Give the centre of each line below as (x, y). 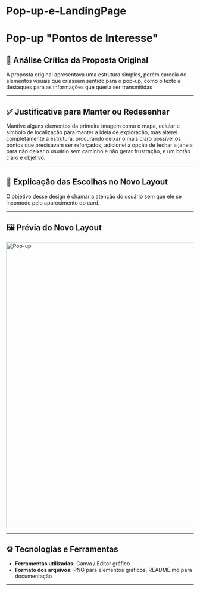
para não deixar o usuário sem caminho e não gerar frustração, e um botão (98, 151)
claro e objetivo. (26, 157)
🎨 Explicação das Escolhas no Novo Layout (87, 182)
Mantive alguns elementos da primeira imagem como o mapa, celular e (93, 126)
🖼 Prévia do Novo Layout (54, 228)
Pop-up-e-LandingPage (66, 11)
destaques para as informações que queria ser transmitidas (79, 87)
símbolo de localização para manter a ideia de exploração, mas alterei (92, 132)
